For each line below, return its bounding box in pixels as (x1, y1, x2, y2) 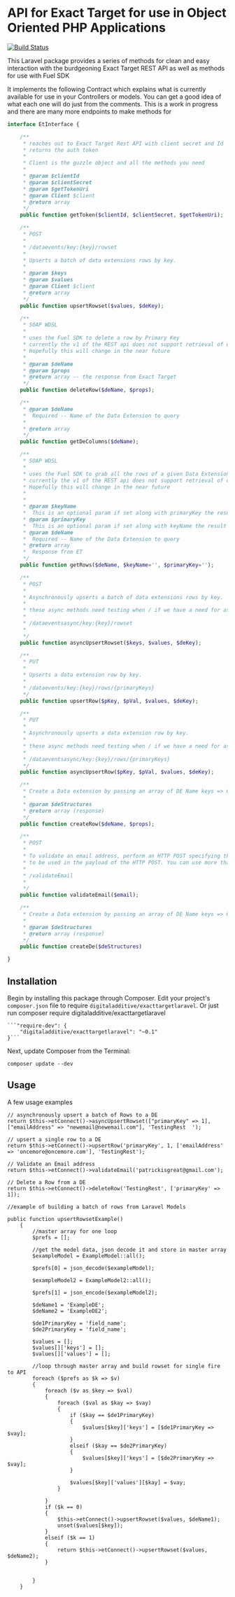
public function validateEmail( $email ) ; (20, 891, 139, 899)
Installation (7, 975, 57, 987)
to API (7, 1369, 27, 1376)
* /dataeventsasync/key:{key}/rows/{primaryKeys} (22, 755, 171, 762)
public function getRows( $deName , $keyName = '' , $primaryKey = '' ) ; (20, 562, 215, 569)
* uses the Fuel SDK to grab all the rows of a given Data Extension (22, 470, 230, 477)
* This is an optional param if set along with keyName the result (22, 522, 227, 529)
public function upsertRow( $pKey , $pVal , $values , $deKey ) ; (20, 697, 199, 704)
